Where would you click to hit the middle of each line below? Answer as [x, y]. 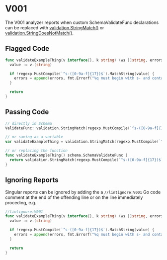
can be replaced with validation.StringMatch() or [55, 27]
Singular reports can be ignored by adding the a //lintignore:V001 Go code [83, 192]
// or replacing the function [37, 151]
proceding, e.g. [21, 202]
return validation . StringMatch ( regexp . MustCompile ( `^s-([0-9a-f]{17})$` [86, 160]
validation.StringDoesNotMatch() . [39, 33]
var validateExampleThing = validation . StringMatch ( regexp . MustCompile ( [82, 142]
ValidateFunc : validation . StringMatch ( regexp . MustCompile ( [68, 128]
